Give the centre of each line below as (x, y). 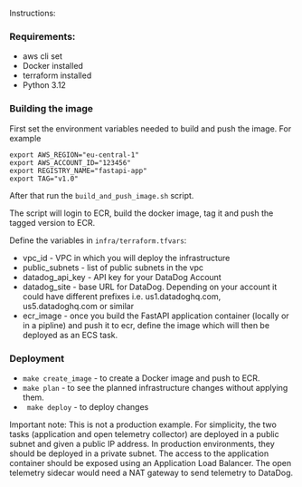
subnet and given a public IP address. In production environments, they (142, 443)
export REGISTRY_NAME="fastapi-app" (78, 170)
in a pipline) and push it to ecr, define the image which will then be (146, 325)
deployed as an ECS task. (70, 335)
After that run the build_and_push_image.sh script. (102, 195)
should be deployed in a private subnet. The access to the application (139, 453)
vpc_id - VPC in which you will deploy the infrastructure (126, 258)
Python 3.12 (44, 85)
